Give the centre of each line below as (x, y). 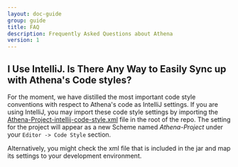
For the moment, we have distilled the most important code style (102, 97)
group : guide (27, 21)
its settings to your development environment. (75, 156)
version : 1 (23, 40)
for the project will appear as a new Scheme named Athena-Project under (115, 127)
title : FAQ (23, 27)
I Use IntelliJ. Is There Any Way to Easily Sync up (117, 69)
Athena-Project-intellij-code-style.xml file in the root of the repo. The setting (119, 119)
